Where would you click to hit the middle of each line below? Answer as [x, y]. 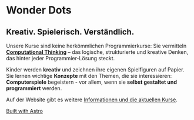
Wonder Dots [39, 10]
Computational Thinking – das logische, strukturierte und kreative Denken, [97, 52]
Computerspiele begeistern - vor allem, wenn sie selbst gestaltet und [92, 82]
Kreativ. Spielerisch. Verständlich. [70, 32]
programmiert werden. [34, 88]
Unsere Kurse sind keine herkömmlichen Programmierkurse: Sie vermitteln [96, 46]
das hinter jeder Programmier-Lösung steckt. [61, 58]
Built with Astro [24, 111]
